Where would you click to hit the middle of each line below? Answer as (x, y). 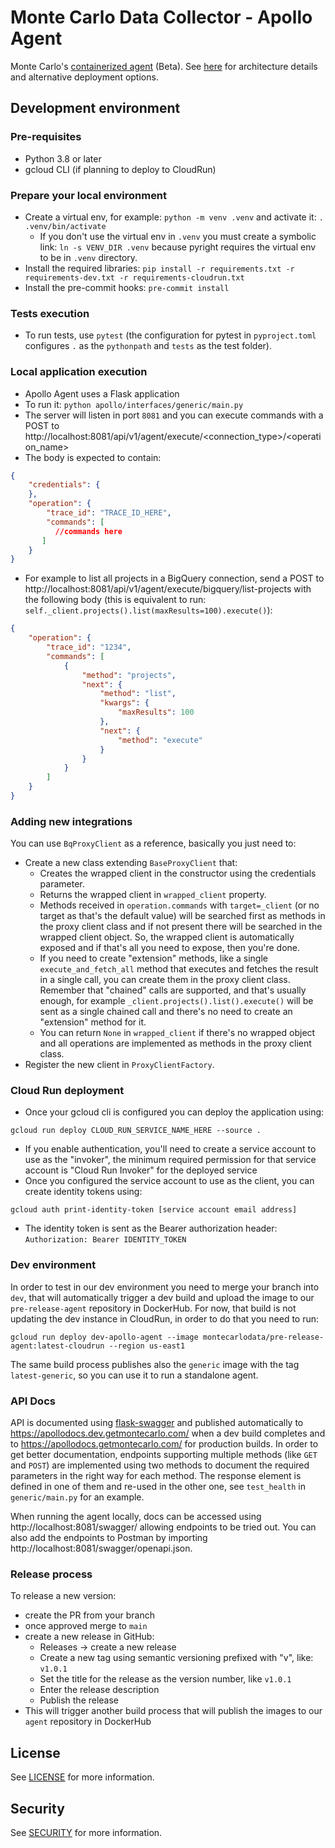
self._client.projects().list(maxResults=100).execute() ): (148, 610)
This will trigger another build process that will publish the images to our (173, 1711)
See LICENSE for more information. (82, 1777)
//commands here (88, 531)
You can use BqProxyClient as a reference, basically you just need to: (153, 843)
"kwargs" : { (124, 703)
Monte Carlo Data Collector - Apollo (161, 17)
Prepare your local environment (89, 195)
